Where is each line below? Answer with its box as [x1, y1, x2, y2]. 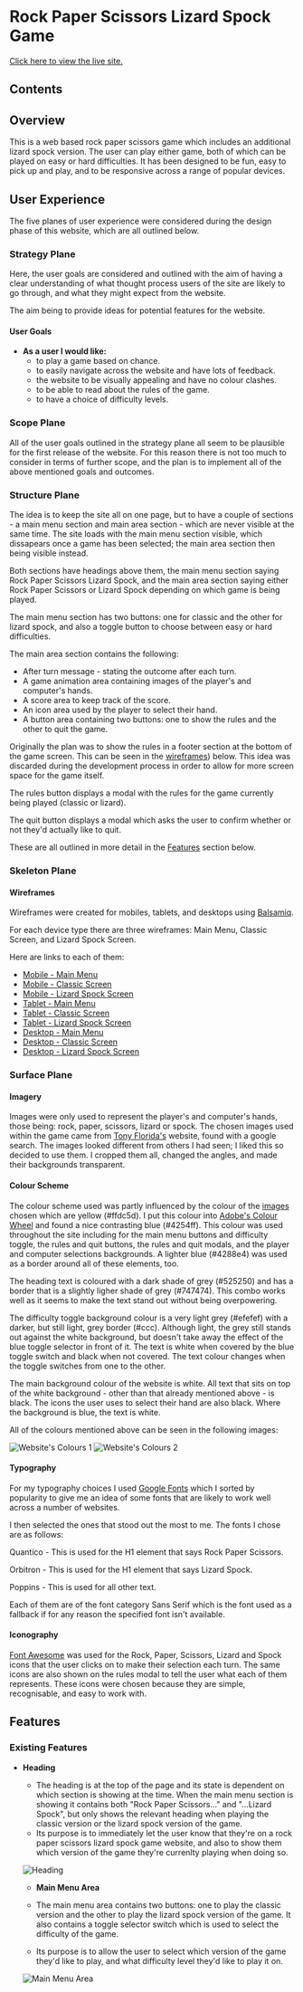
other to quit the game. [22, 724, 109, 735]
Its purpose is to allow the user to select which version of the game [35, 1946, 287, 1957]
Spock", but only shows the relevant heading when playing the [35, 1808, 270, 1819]
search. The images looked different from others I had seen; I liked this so [9, 1140, 284, 1151]
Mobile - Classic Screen [22, 979, 112, 990]
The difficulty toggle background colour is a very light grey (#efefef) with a [9, 1312, 289, 1323]
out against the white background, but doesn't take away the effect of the [9, 1331, 284, 1342]
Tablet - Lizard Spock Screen [22, 1017, 132, 1028]
